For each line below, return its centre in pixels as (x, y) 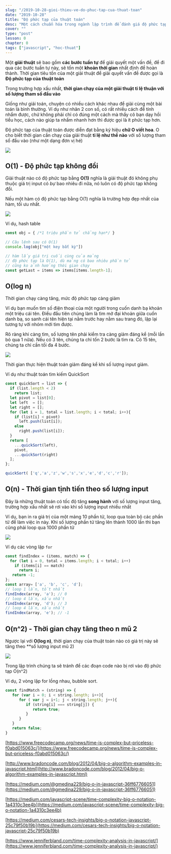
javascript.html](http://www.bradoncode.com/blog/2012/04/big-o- (75, 769)
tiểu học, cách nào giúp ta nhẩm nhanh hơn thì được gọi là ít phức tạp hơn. (83, 120)
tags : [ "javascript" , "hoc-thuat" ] (43, 48)
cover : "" (16, 29)
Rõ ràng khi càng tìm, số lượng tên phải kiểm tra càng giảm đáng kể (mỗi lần (85, 334)
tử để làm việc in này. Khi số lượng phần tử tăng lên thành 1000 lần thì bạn (83, 522)
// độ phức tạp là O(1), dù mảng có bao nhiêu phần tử (68, 261)
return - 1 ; (24, 575)
